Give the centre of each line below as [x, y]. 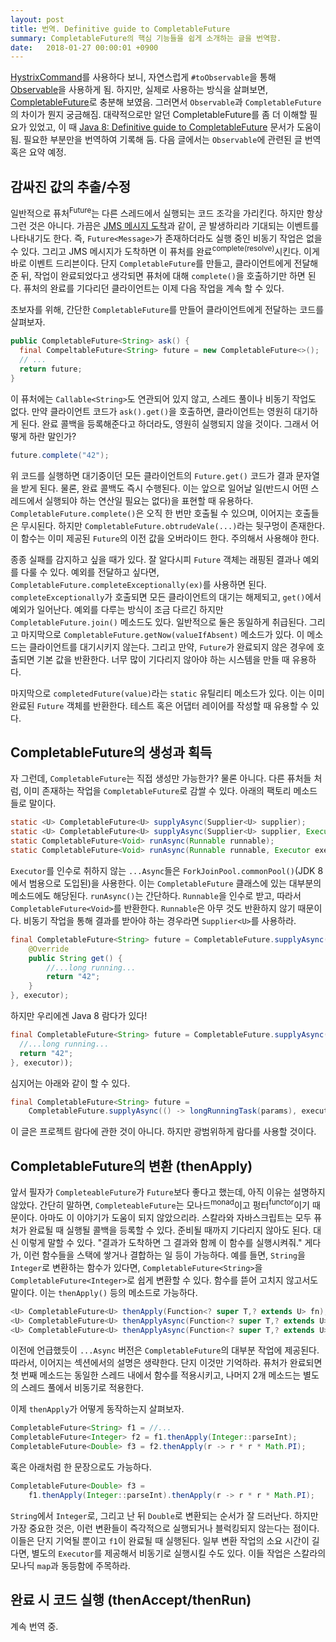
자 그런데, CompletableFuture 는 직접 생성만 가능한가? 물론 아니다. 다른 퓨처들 [161, 778]
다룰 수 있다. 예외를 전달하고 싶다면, [90, 572]
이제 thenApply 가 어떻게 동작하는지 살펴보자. [97, 1409]
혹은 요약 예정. [38, 152]
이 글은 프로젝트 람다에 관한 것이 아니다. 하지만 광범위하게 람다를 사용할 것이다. [163, 1132]
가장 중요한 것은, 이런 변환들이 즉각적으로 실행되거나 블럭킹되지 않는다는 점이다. [165, 1528]
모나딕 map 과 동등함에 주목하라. [70, 1565]
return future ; [51, 369]
